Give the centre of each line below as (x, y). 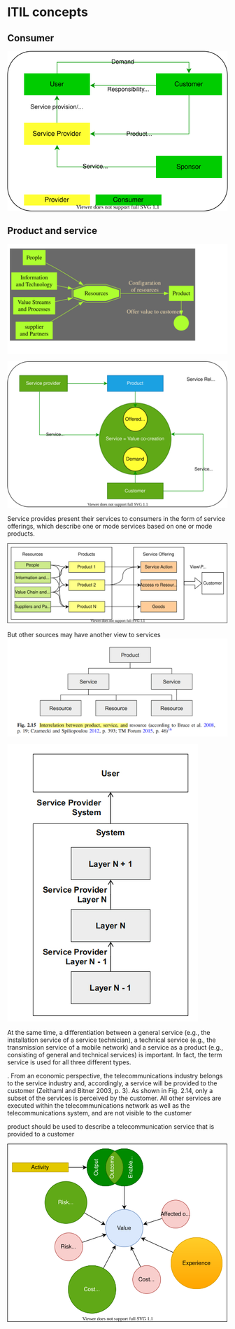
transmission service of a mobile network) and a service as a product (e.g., (115, 1047)
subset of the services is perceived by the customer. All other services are (114, 1098)
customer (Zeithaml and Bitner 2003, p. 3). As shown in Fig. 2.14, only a (110, 1090)
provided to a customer (41, 1134)
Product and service (52, 231)
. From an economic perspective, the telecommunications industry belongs (115, 1076)
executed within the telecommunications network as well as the (99, 1105)
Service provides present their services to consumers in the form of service (116, 519)
